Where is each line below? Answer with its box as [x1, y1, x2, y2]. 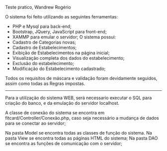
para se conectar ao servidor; [5, 120, 66, 126]
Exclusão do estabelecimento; [12, 61, 75, 66]
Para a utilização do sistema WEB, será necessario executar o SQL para [5, 95, 152, 101]
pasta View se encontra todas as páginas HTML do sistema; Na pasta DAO [5, 135, 158, 141]
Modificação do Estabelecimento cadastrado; [12, 66, 106, 72]
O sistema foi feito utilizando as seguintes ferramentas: [5, 14, 118, 19]
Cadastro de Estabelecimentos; [12, 45, 77, 50]
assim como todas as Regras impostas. [5, 80, 85, 86]
